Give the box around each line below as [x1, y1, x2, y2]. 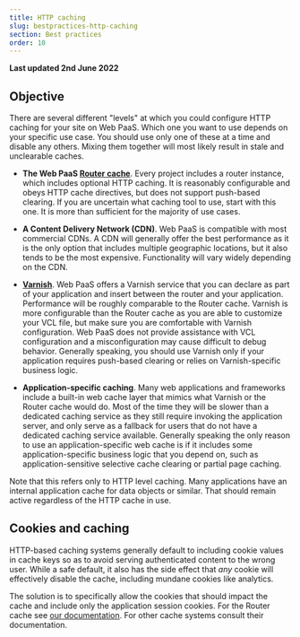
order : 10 [9, 38, 47, 48]
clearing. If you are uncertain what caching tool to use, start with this [21, 196, 277, 207]
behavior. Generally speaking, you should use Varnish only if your [21, 346, 265, 357]
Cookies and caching [9, 521, 130, 537]
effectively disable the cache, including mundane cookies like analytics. [9, 573, 274, 584]
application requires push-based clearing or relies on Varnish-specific [21, 355, 281, 366]
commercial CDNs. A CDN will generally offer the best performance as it [21, 233, 289, 244]
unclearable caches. [9, 151, 85, 161]
